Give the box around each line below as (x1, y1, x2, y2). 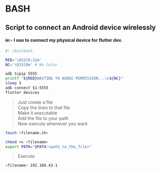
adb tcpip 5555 (5, 71, 37, 76)
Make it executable (17, 109, 57, 116)
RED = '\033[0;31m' (5, 58, 42, 63)
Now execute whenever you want (17, 121, 88, 127)
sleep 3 (5, 81, 22, 86)
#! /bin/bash (5, 48, 33, 53)
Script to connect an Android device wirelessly (5, 23, 156, 32)
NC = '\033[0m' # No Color (5, 62, 58, 67)
